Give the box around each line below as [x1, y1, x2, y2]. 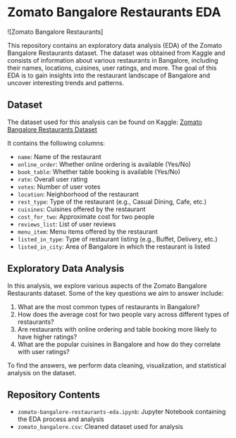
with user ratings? [17, 347, 70, 356]
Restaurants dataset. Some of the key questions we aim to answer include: [7, 289, 224, 297]
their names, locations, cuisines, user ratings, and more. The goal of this [7, 63, 217, 72]
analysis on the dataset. [7, 368, 77, 377]
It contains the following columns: [7, 139, 106, 147]
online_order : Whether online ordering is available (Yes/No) [17, 160, 192, 168]
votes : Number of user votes [17, 182, 101, 191]
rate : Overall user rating [17, 175, 88, 183]
